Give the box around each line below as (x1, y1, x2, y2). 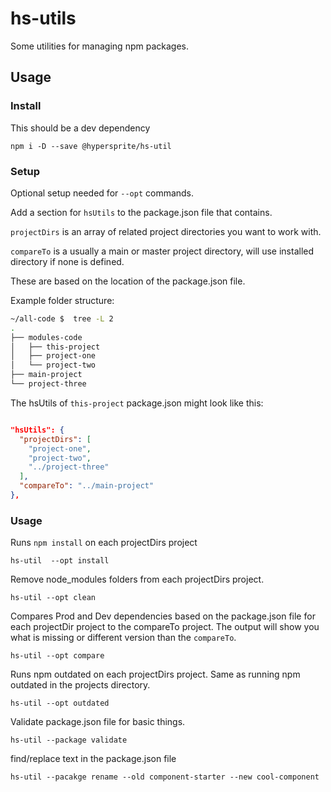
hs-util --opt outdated (10, 698, 110, 709)
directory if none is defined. (10, 255, 125, 267)
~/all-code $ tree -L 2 (10, 313, 114, 324)
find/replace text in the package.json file (10, 753, 177, 765)
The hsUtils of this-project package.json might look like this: (10, 397, 264, 409)
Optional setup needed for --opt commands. (10, 187, 195, 199)
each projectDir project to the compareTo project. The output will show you (10, 621, 320, 633)
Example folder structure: (10, 294, 115, 306)
